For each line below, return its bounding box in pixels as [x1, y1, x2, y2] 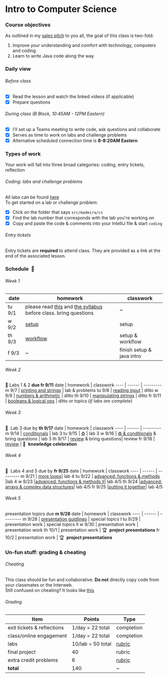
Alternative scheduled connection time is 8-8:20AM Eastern [12, 137, 138, 143]
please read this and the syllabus [25, 303, 102, 310]
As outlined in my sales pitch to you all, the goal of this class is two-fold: [5, 32, 154, 38]
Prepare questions [12, 99, 51, 105]
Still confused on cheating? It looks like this [5, 587, 94, 593]
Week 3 [5, 409, 21, 415]
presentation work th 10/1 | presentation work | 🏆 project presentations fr [5, 526, 160, 533]
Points [83, 616, 99, 623]
